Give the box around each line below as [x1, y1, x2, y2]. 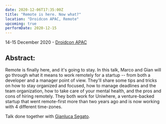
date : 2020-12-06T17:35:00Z [5, 7, 64, 12]
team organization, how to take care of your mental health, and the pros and [5, 88, 162, 94]
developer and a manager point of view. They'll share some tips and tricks [5, 77, 157, 83]
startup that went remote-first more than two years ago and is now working [5, 98, 160, 104]
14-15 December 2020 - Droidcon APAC [5, 39, 87, 45]
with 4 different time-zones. [5, 104, 62, 110]
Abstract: [5, 54, 35, 62]
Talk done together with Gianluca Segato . [5, 113, 90, 119]
